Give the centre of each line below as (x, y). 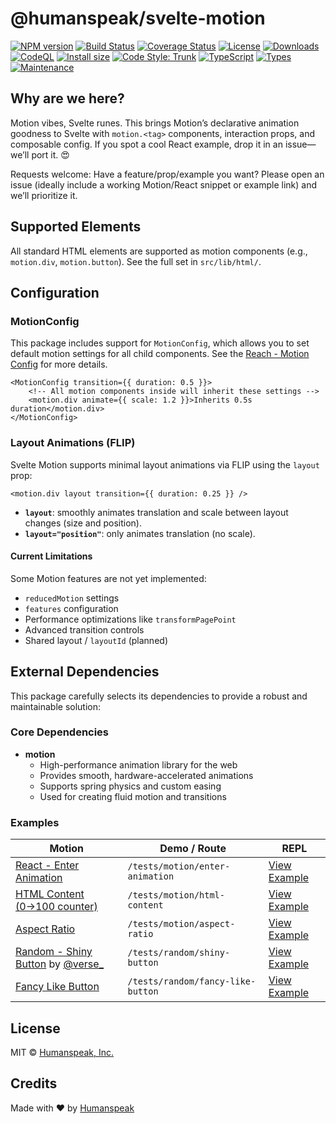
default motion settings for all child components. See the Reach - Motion (160, 354)
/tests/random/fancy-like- (192, 981)
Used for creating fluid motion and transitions (133, 796)
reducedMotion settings (72, 598)
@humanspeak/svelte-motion (138, 18)
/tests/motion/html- (176, 895)
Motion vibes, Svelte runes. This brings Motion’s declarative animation (155, 123)
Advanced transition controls (84, 629)
